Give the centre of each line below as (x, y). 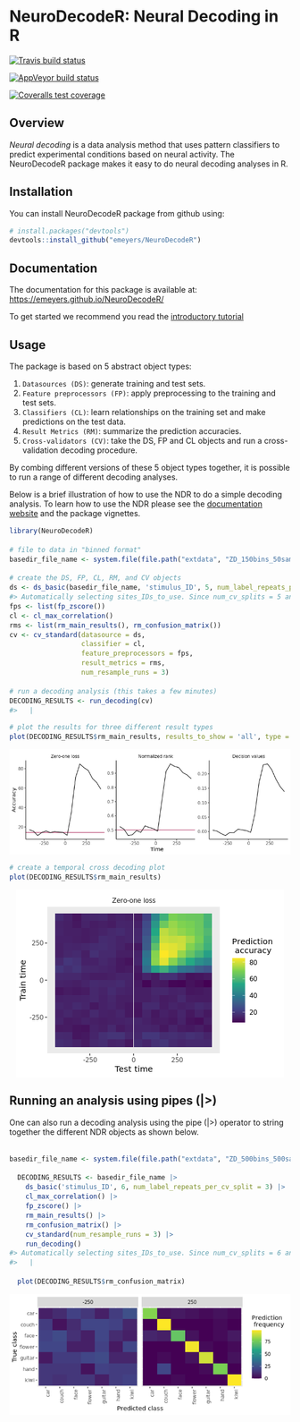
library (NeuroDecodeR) (51, 531)
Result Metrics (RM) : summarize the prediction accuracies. (132, 430)
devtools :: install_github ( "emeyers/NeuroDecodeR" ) (105, 240)
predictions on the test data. (74, 421)
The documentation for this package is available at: (104, 290)
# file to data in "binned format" (75, 549)
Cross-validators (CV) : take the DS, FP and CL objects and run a (142, 440)
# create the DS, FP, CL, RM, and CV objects (95, 578)
